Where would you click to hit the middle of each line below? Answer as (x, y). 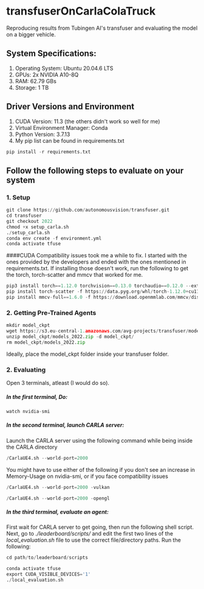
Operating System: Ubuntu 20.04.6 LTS (64, 68)
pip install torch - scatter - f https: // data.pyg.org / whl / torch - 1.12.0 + (97, 292)
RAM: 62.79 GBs (36, 81)
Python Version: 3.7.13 (42, 134)
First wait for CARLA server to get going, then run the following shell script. (100, 527)
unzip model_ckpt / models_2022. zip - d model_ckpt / (70, 336)
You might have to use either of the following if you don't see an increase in (101, 469)
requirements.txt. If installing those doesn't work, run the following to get (97, 268)
